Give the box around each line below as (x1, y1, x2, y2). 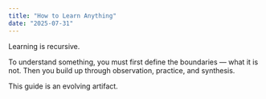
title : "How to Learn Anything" (8, 11, 117, 20)
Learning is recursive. (8, 41, 80, 51)
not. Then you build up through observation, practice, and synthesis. (8, 65, 235, 75)
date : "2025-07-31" (8, 19, 74, 27)
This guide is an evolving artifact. (8, 81, 118, 91)
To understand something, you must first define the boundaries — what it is (8, 57, 259, 67)
